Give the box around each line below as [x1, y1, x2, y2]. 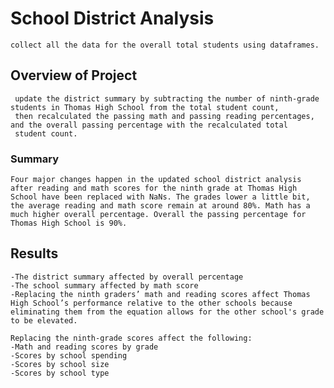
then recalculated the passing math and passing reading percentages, [14, 111, 315, 121]
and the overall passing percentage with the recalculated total [10, 120, 288, 130]
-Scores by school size [10, 359, 110, 369]
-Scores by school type [10, 368, 110, 378]
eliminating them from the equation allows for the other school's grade [10, 307, 325, 317]
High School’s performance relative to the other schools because [10, 298, 293, 308]
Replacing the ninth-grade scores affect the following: [10, 333, 253, 343]
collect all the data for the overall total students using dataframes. [10, 40, 320, 50]
